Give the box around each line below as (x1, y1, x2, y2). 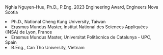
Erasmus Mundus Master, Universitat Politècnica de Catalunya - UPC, (11, 34, 152, 40)
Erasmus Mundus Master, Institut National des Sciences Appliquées (11, 24, 148, 30)
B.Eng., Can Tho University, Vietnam (11, 45, 85, 50)
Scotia (5, 9, 18, 15)
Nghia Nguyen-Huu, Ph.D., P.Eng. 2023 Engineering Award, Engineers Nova (5, 4, 159, 10)
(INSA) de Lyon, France (5, 29, 53, 35)
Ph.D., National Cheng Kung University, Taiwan (11, 19, 106, 24)
